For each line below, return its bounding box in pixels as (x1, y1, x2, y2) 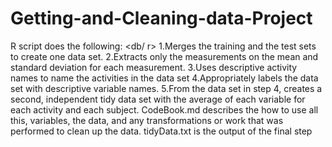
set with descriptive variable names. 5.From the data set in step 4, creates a (10, 82, 323, 94)
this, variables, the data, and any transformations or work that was (10, 114, 284, 126)
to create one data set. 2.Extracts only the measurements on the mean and (10, 50, 319, 62)
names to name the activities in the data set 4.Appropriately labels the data (10, 72, 319, 84)
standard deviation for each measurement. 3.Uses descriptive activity (10, 61, 298, 73)
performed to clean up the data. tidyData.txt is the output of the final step (10, 125, 313, 137)
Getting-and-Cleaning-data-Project (10, 7, 313, 30)
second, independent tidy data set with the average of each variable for (10, 93, 306, 105)
